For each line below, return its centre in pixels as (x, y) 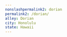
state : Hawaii (20, 27)
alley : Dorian (20, 18)
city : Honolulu (21, 23)
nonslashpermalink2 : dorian (34, 9)
